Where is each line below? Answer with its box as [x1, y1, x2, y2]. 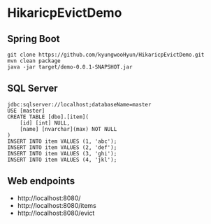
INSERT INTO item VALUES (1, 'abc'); [7, 138, 117, 145]
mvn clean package [7, 57, 61, 64]
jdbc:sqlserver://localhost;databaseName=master [7, 101, 152, 108]
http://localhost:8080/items [17, 201, 96, 209]
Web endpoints [7, 175, 75, 187]
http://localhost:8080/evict [17, 209, 95, 217]
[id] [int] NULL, [20, 119, 71, 127]
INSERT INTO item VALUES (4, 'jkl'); [7, 156, 117, 163]
